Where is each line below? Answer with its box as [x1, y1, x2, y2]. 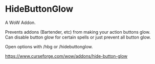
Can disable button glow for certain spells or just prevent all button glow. [5, 34, 151, 40]
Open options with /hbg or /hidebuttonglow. [5, 43, 93, 49]
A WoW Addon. [5, 20, 36, 25]
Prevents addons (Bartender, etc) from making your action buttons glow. [5, 29, 151, 35]
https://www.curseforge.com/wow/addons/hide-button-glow [5, 53, 128, 59]
